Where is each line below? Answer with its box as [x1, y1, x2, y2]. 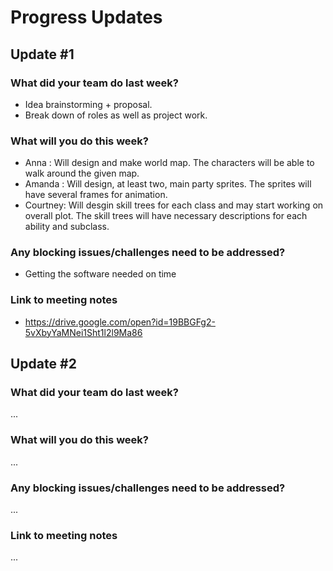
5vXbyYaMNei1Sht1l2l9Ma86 [24, 326, 143, 338]
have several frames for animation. [24, 189, 168, 201]
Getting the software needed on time [24, 268, 177, 280]
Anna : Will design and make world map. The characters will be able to [24, 157, 315, 169]
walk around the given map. [24, 167, 140, 180]
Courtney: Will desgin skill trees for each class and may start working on [24, 199, 324, 211]
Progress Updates [10, 6, 163, 29]
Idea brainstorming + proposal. [24, 98, 153, 110]
